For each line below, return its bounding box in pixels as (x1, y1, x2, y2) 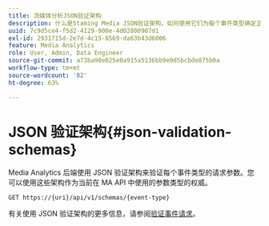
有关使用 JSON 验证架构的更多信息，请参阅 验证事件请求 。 (8, 209, 200, 219)
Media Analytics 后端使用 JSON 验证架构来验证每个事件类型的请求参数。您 (8, 167, 255, 177)
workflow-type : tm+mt (8, 64, 81, 72)
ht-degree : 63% (8, 79, 59, 87)
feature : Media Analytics (8, 42, 94, 50)
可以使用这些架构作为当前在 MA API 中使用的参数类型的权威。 (8, 178, 212, 188)
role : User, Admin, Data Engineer (8, 49, 124, 57)
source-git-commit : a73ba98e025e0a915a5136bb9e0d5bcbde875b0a (8, 57, 220, 65)
